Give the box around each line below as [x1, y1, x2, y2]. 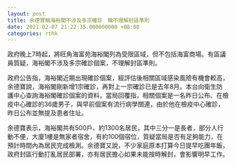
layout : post [7, 10, 46, 18]
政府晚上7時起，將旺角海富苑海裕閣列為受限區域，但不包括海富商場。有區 [7, 50, 220, 58]
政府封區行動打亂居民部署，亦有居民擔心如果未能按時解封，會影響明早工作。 [7, 150, 229, 159]
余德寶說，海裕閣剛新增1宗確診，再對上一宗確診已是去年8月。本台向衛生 [7, 82, 217, 91]
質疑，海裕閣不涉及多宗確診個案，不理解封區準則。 [13, 59, 162, 67]
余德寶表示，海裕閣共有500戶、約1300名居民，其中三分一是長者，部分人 [7, 124, 218, 132]
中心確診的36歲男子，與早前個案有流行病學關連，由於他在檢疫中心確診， [13, 100, 225, 109]
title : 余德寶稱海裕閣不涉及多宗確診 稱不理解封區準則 [7, 17, 150, 24]
